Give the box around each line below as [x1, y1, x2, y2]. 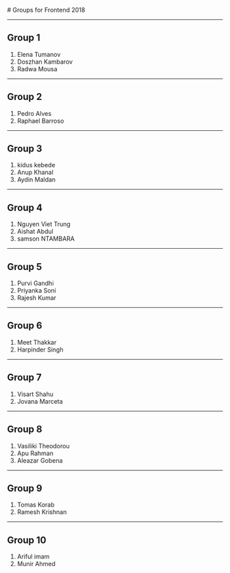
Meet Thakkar [16, 338, 57, 346]
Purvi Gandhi [16, 279, 54, 287]
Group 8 [7, 424, 42, 435]
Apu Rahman [16, 449, 53, 457]
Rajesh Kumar [16, 294, 57, 302]
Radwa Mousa [16, 64, 57, 73]
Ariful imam [16, 552, 50, 561]
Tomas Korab [16, 500, 55, 509]
